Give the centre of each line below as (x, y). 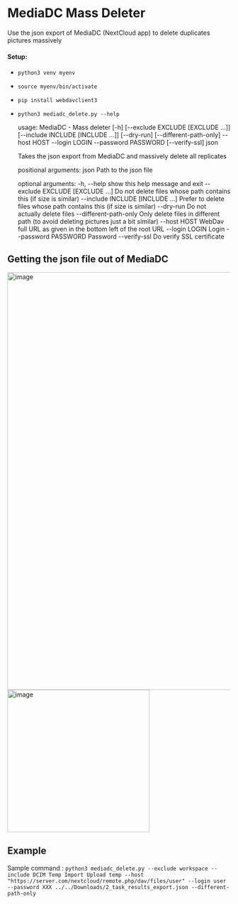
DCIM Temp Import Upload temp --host (88, 875)
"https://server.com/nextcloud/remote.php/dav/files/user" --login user (117, 881)
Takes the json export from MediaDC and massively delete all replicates (122, 156)
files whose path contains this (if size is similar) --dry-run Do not (112, 207)
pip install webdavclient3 (57, 101)
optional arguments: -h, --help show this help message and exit (110, 184)
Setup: (17, 56)
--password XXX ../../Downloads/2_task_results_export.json (98, 887)
